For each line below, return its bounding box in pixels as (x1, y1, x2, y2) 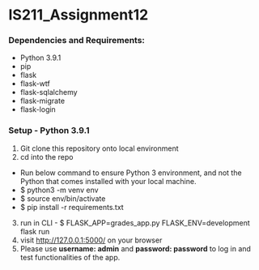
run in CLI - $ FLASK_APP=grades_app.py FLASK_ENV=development (19, 217, 251, 228)
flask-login (19, 105, 57, 114)
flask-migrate (19, 96, 66, 106)
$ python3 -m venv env (19, 185, 99, 195)
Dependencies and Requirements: (8, 35, 146, 46)
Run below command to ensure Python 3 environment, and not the (19, 168, 242, 178)
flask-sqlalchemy (19, 88, 79, 97)
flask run (19, 226, 50, 236)
